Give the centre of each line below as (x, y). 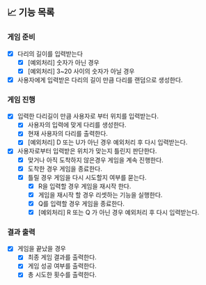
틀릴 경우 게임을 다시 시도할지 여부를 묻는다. (87, 177)
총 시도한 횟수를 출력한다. (62, 275)
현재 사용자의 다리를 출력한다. (68, 134)
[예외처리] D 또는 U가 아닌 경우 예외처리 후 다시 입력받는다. (108, 142)
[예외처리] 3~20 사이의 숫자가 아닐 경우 (81, 71)
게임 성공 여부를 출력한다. (62, 266)
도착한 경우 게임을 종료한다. (65, 169)
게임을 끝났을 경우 (41, 249)
